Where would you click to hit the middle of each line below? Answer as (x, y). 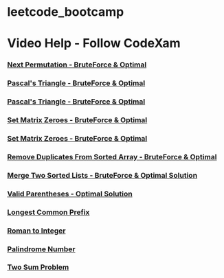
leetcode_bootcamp (66, 12)
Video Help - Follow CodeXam (94, 44)
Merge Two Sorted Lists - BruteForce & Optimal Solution (102, 175)
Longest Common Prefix (48, 212)
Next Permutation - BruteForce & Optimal (77, 65)
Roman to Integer (36, 231)
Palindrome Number (41, 249)
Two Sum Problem (38, 267)
